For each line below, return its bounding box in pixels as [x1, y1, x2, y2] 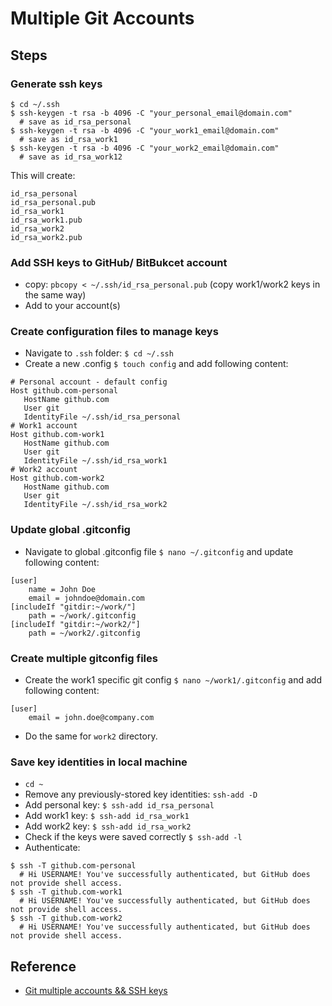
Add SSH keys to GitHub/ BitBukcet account [10, 255, 228, 269]
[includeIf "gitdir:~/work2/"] [10, 619, 141, 629]
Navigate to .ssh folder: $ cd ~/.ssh [24, 347, 174, 359]
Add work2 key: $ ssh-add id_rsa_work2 [24, 820, 192, 832]
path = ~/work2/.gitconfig [28, 628, 141, 638]
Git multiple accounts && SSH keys [24, 985, 168, 997]
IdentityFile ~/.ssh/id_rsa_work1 [23, 456, 168, 466]
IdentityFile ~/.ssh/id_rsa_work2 [23, 500, 168, 510]
